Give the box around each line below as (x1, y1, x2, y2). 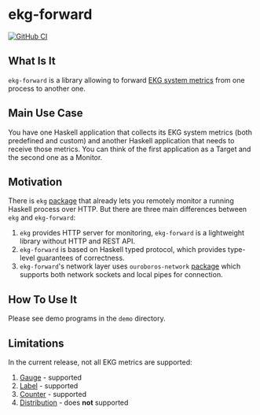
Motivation (8, 175, 63, 188)
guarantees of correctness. (36, 254, 125, 263)
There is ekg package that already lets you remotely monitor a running (8, 196, 234, 206)
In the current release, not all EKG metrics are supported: (8, 358, 192, 367)
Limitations (8, 336, 64, 350)
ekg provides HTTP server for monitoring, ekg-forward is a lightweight (19, 228, 245, 238)
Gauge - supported (19, 372, 82, 382)
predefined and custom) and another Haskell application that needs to (8, 135, 235, 145)
